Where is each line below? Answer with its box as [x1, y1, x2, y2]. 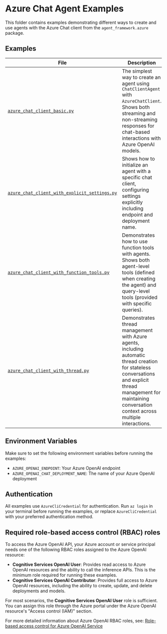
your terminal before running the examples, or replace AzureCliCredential [5, 508, 157, 515]
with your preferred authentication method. [5, 514, 93, 520]
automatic [121, 352, 146, 359]
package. [5, 30, 24, 36]
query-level [121, 287, 150, 294]
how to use [121, 238, 148, 245]
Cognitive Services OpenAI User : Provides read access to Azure [12, 561, 146, 567]
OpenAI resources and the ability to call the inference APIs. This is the [12, 567, 156, 573]
